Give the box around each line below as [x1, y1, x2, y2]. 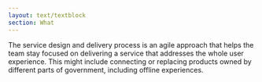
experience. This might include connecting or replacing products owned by [8, 56, 252, 66]
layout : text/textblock [8, 11, 87, 20]
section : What [8, 19, 55, 27]
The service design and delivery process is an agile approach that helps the [8, 40, 254, 49]
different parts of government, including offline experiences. [8, 65, 204, 74]
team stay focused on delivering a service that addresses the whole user [8, 48, 244, 58]
